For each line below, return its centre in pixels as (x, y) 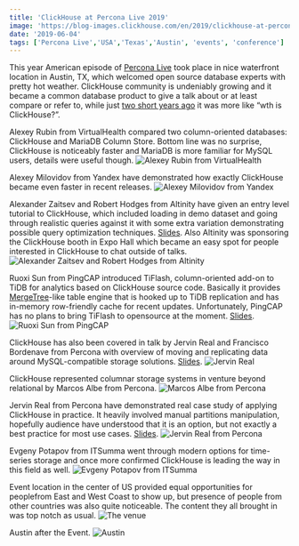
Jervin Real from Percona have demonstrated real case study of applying (143, 405)
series (20, 461)
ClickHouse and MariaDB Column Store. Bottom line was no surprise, (136, 141)
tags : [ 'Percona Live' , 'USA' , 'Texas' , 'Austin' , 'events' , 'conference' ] (147, 42)
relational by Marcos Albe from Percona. (83, 389)
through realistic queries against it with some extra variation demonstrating (147, 223)
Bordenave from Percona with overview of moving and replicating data (139, 352)
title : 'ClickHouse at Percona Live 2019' (89, 17)
